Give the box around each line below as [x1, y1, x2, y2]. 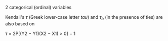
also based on [5, 20, 35, 27]
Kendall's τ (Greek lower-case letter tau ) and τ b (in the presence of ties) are [5, 14, 163, 21]
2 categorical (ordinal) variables [5, 5, 72, 10]
